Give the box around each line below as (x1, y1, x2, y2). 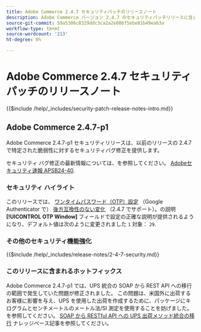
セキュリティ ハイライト (6, 183, 75, 192)
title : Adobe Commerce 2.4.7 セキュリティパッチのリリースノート (6, 8, 157, 15)
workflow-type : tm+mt (6, 25, 60, 32)
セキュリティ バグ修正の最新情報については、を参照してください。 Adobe (6, 159, 187, 166)
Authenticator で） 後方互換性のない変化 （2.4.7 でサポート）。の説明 (6, 205, 176, 213)
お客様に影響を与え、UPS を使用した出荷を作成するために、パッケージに (6, 297, 186, 304)
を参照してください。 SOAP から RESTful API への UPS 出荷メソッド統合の (6, 312, 190, 319)
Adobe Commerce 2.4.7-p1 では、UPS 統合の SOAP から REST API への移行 (6, 282, 193, 289)
